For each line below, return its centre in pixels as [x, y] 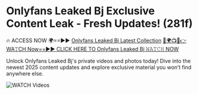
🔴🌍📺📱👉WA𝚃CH [175, 40]
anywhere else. [25, 73]
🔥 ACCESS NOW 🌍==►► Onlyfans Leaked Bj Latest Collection [84, 40]
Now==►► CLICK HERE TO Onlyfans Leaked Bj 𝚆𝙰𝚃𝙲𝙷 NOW [103, 49]
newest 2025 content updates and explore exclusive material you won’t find [99, 67]
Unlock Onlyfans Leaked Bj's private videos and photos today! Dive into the [99, 61]
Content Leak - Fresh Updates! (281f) [100, 23]
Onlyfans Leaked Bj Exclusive [81, 11]
